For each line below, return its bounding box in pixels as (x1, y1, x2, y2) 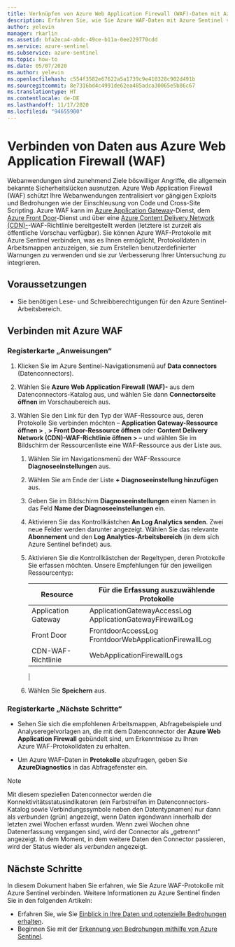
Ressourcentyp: (27, 568, 73, 577)
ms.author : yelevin (7, 69, 64, 76)
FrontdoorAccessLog (89, 626, 159, 636)
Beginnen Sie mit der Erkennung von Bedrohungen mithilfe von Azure (17, 925, 218, 933)
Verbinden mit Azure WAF (7, 325, 123, 336)
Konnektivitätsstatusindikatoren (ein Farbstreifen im (7, 798, 156, 806)
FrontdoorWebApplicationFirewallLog (89, 635, 212, 645)
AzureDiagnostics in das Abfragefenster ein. (17, 763, 148, 772)
